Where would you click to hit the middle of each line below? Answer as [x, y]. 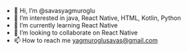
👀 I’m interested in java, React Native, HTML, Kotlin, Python [97, 18]
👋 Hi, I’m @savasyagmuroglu [54, 11]
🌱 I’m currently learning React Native [66, 25]
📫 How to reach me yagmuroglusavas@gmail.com [86, 40]
